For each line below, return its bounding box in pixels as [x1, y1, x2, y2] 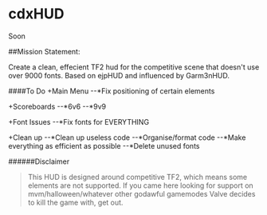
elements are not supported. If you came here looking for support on [27, 181, 253, 190]
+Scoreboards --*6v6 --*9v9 [8, 102, 106, 111]
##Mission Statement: [8, 46, 80, 56]
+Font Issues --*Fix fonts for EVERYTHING [8, 117, 150, 126]
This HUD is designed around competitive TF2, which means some [27, 172, 248, 181]
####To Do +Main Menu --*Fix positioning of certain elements [8, 86, 215, 96]
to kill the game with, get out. [27, 197, 124, 207]
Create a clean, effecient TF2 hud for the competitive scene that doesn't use [8, 62, 260, 72]
